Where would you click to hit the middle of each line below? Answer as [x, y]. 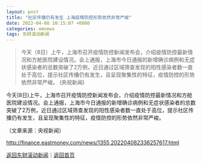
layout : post [23, 12]
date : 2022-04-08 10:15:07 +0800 [48, 23]
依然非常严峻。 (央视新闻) [53, 83]
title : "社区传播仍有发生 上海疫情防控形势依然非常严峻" [69, 17]
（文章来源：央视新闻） [35, 131]
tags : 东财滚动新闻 [28, 34]
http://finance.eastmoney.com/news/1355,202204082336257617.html [93, 143]
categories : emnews [31, 29]
